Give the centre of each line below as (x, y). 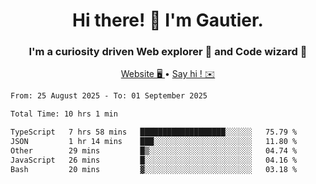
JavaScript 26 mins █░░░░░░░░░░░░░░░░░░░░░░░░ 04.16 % (154, 160)
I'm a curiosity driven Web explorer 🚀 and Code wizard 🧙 (168, 52)
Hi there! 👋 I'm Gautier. (168, 20)
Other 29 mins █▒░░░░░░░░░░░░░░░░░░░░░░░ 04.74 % (154, 150)
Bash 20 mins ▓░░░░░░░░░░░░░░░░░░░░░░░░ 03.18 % (154, 169)
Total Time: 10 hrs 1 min (64, 114)
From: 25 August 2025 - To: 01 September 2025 (109, 96)
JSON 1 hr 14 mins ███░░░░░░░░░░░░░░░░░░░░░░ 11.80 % (154, 142)
